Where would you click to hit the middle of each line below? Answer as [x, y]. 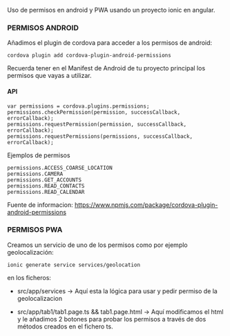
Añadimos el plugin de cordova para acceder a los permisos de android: [110, 43]
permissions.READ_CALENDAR [46, 192]
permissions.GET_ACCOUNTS [44, 180]
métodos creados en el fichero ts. [65, 326]
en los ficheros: [29, 277]
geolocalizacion [40, 298]
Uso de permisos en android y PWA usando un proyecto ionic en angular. [111, 10]
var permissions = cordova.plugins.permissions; [78, 106]
